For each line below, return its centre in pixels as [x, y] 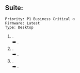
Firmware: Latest [23, 23]
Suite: [14, 8]
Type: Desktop [19, 27]
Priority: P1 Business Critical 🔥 [40, 19]
